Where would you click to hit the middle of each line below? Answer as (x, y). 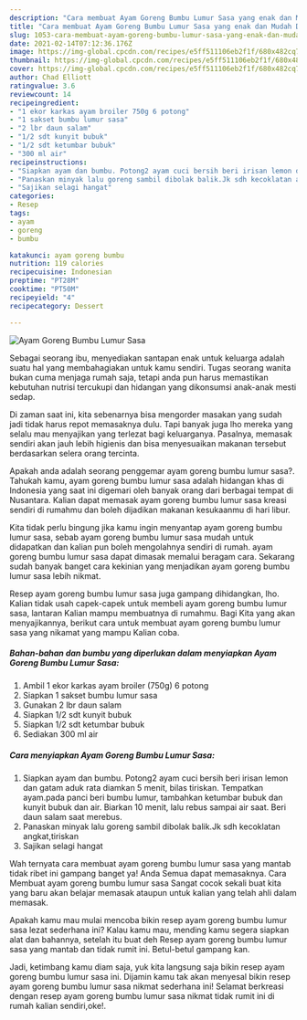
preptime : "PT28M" (44, 281)
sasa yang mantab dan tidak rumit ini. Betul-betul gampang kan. (130, 950)
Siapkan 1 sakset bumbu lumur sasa (90, 696)
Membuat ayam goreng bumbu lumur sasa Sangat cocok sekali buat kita (145, 883)
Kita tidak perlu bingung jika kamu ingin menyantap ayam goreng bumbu (146, 527)
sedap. (22, 396)
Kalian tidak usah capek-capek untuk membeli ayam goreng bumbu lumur (148, 603)
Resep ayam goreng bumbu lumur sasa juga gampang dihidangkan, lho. (145, 594)
